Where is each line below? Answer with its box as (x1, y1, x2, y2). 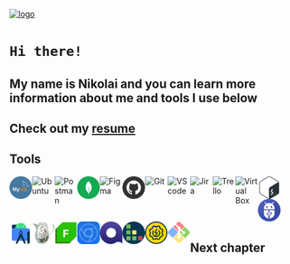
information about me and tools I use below (9, 90, 257, 106)
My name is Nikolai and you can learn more (9, 76, 256, 91)
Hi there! (9, 43, 83, 61)
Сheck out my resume (9, 120, 136, 136)
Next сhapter (190, 240, 266, 256)
